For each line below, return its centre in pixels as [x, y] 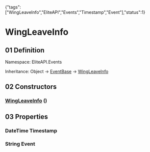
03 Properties [26, 116]
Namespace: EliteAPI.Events [34, 62]
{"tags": [13, 7]
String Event [20, 144]
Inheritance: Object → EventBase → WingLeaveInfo [57, 71]
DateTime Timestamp [31, 130]
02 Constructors [31, 87]
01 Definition [25, 50]
